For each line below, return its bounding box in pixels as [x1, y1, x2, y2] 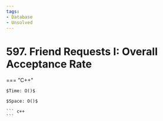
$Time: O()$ [6, 88, 35, 94]
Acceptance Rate [6, 57, 92, 70]
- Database [6, 14, 33, 20]
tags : [6, 8, 19, 15]
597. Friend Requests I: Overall [6, 45, 158, 58]
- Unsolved [6, 19, 33, 25]
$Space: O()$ [6, 98, 38, 105]
